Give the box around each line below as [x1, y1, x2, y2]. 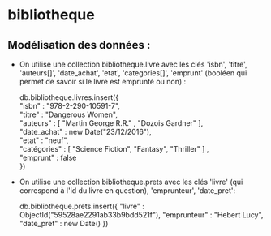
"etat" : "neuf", [19, 135, 69, 145]
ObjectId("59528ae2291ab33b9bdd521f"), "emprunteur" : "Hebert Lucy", [19, 210, 264, 220]
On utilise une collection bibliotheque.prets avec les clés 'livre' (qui [19, 177, 243, 187]
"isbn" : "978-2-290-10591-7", [19, 101, 121, 110]
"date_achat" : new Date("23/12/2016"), [19, 127, 152, 136]
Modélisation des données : [7, 38, 151, 52]
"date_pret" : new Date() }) [19, 219, 109, 228]
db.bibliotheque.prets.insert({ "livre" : [19, 201, 145, 211]
